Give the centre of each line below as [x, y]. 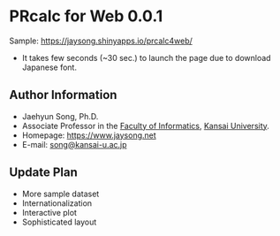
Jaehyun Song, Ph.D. [60, 116]
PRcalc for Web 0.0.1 [86, 16]
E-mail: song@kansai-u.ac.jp [74, 144]
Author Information [63, 95]
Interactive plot [49, 212]
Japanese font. [49, 67]
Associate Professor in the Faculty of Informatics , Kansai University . [145, 126]
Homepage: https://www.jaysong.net [89, 135]
